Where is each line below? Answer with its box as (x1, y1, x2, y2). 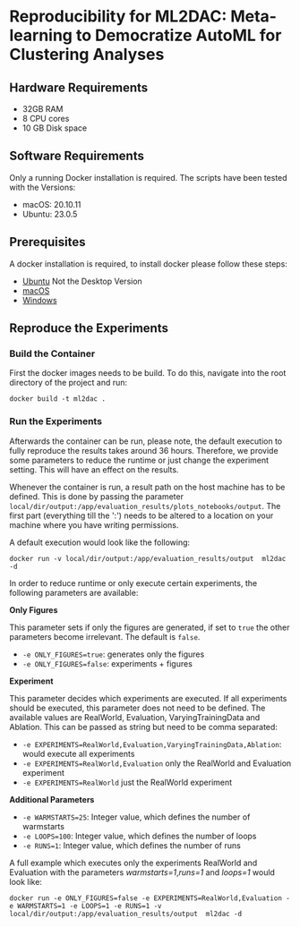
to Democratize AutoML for (75, 25, 282, 46)
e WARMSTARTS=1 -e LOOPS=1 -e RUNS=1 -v (9, 901, 163, 910)
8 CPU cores (21, 114, 70, 123)
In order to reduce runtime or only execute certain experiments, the (9, 577, 258, 588)
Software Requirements (9, 149, 145, 164)
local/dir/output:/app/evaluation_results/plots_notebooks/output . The (9, 500, 281, 511)
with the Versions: (9, 182, 76, 192)
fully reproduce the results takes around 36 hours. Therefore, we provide (9, 445, 279, 455)
